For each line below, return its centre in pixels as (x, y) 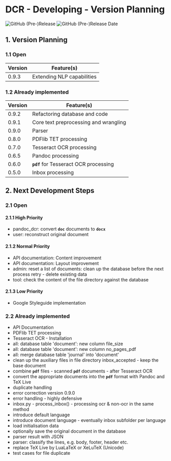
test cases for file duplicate (41, 453)
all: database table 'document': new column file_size (68, 344)
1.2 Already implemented (37, 92)
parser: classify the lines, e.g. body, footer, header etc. (70, 442)
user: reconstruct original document (50, 235)
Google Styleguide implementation (49, 303)
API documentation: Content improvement (57, 258)
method (21, 410)
